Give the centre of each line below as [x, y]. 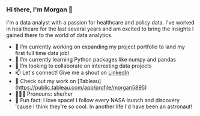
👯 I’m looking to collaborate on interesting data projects [83, 66]
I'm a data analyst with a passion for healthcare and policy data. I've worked [100, 23]
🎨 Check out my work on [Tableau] [58, 81]
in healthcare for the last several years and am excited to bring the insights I [100, 29]
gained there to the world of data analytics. [59, 35]
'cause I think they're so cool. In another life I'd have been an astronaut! [103, 106]
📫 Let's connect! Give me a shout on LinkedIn [72, 73]
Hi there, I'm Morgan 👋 [40, 10]
